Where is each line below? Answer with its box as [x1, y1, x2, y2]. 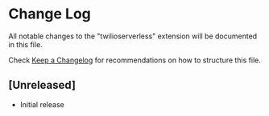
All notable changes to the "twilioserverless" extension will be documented [8, 31, 258, 41]
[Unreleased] [8, 78, 77, 92]
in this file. [8, 39, 43, 49]
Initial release [19, 99, 64, 109]
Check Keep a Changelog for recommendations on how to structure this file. [8, 55, 262, 65]
